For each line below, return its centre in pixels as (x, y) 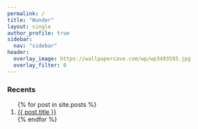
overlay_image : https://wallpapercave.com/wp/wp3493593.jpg (102, 59)
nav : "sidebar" (35, 46)
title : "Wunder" (31, 20)
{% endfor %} (37, 119)
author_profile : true (39, 33)
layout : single (29, 26)
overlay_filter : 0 (40, 65)
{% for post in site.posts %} (57, 104)
